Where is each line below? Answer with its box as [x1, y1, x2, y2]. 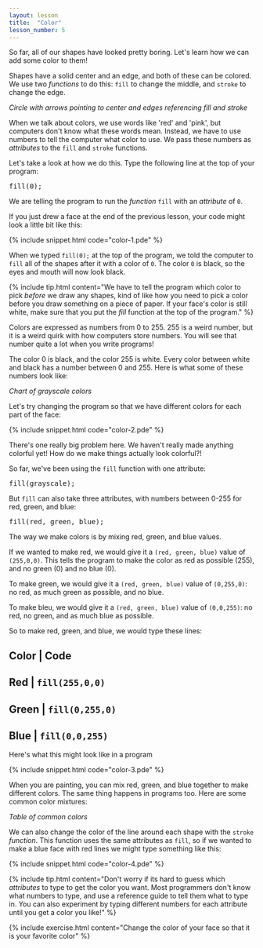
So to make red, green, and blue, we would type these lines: [9, 626, 203, 636]
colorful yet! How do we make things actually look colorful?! [9, 449, 202, 458]
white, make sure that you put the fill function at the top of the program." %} [9, 308, 254, 317]
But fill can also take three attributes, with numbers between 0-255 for [9, 494, 242, 503]
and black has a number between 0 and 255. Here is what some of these [9, 363, 243, 373]
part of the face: [9, 410, 62, 420]
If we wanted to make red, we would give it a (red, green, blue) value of [9, 547, 246, 557]
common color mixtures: [9, 797, 88, 807]
